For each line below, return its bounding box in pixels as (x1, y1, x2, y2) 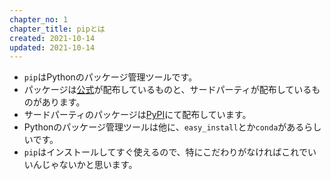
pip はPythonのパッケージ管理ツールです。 (23, 71, 198, 83)
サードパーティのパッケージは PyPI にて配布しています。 (23, 109, 252, 121)
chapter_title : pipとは (9, 24, 106, 34)
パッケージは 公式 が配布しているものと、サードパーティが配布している (23, 84, 312, 96)
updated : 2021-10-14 (9, 42, 96, 53)
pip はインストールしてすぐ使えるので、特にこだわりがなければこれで (23, 146, 308, 158)
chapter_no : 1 (9, 14, 69, 25)
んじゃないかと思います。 (32, 159, 138, 171)
